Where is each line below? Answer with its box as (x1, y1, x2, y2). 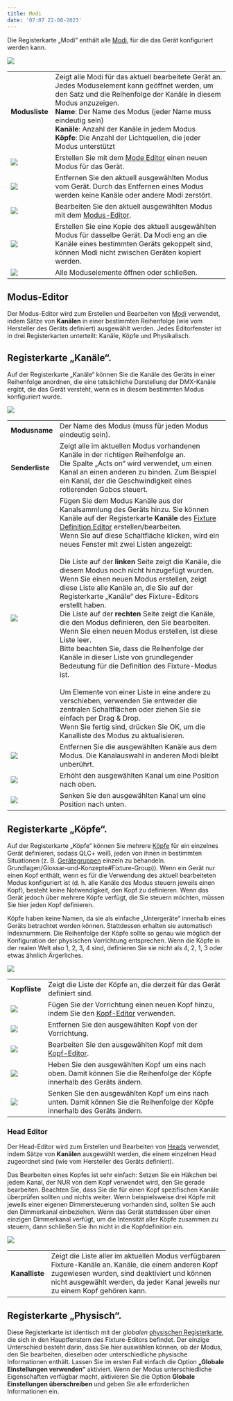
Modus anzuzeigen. (55, 98, 120, 108)
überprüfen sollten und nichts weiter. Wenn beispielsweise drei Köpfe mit (7, 1193, 216, 1201)
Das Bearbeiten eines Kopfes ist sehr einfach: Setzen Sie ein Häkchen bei (7, 1171, 217, 1179)
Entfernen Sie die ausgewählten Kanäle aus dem (60, 742, 217, 752)
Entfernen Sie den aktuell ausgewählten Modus (55, 173, 209, 182)
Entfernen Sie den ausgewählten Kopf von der (48, 1020, 198, 1030)
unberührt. (60, 760, 94, 769)
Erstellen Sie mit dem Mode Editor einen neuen (55, 152, 208, 162)
